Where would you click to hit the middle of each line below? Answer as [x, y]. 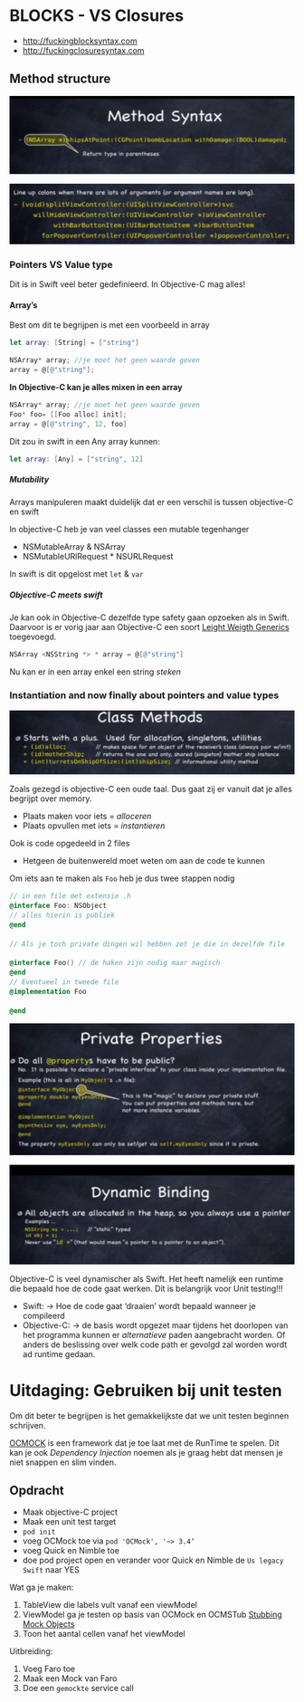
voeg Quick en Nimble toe [71, 1551]
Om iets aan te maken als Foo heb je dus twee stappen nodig [122, 878]
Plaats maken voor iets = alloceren [87, 817]
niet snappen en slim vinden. [63, 1462]
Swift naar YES [51, 1570]
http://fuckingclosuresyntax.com [83, 50]
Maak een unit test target [69, 1522]
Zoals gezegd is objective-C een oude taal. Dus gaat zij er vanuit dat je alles [151, 789]
